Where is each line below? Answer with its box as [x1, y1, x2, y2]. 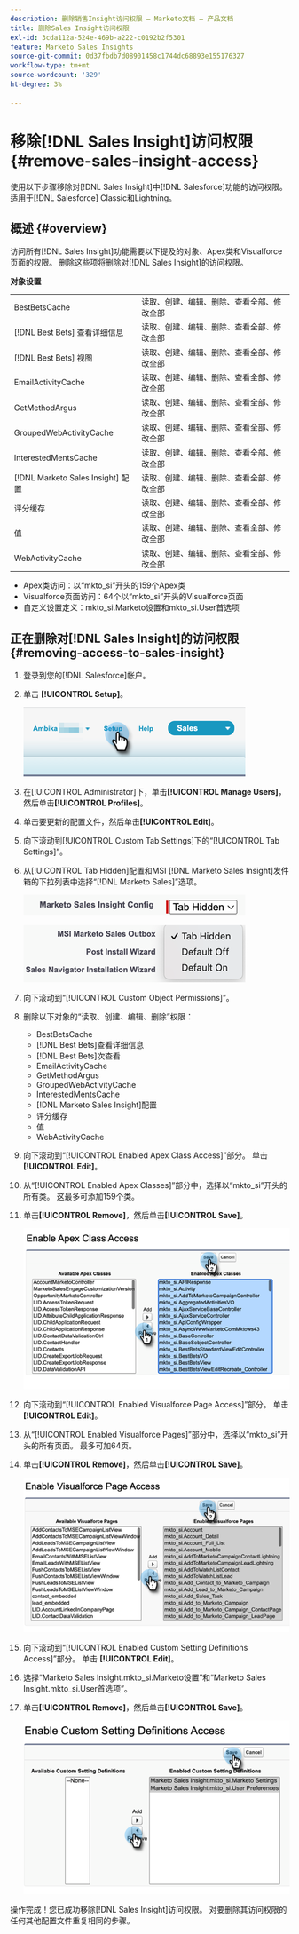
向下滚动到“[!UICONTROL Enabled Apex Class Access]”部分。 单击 [22, 1150, 269, 1161]
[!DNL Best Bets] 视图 [13, 352, 93, 363]
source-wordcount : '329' [10, 71, 102, 80]
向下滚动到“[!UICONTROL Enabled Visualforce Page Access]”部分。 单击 [22, 1399, 289, 1410]
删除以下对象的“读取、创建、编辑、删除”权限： [22, 1011, 194, 1021]
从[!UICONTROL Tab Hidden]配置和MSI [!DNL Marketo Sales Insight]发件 [22, 865, 289, 876]
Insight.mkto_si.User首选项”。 [22, 1683, 132, 1693]
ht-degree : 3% [10, 80, 63, 89]
